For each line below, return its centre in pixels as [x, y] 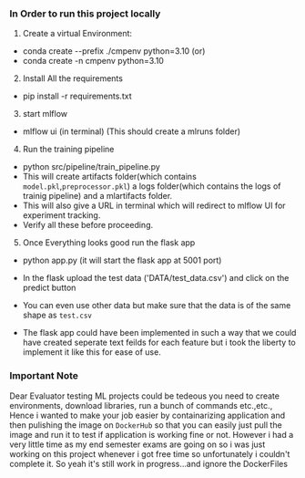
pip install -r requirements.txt [77, 96]
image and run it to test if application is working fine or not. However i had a [152, 434]
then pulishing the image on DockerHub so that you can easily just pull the [146, 425]
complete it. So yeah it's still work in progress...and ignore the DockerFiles [149, 463]
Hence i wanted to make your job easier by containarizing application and [147, 415]
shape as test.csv [57, 315]
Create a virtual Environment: [77, 34]
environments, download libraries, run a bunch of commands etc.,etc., [141, 405]
